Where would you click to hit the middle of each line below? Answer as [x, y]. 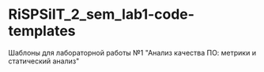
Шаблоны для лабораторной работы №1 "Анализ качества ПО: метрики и [132, 52]
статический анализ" [44, 61]
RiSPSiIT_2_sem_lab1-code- [102, 14]
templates [42, 31]
